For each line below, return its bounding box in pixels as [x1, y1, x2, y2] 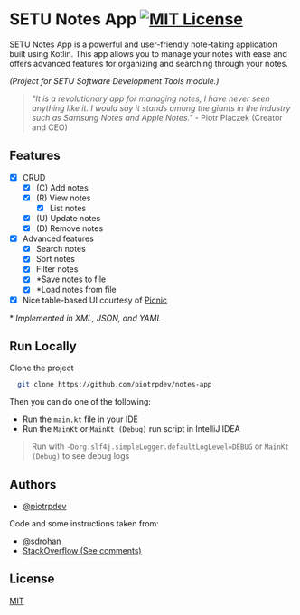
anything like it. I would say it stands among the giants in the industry [31, 102, 291, 113]
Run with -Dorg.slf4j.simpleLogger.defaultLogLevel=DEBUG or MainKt [31, 441, 289, 452]
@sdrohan [22, 536, 61, 546]
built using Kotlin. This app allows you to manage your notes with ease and [9, 48, 287, 59]
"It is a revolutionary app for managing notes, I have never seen [31, 93, 270, 104]
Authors [9, 477, 57, 492]
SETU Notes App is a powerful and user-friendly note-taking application [9, 39, 277, 50]
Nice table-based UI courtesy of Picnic [22, 294, 168, 305]
